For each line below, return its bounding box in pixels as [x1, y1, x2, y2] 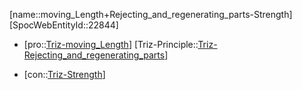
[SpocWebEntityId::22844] [9, 19, 119, 31]
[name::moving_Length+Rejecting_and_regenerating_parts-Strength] [9, 9, 293, 20]
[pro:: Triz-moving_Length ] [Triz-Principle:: [23, 39, 199, 50]
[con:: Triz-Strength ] [23, 69, 106, 80]
